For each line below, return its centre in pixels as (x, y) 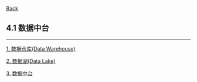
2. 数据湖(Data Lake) (31, 61)
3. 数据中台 (20, 73)
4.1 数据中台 (28, 28)
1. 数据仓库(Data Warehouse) (41, 48)
